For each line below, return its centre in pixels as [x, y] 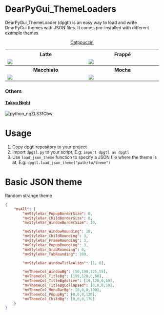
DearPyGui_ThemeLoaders [61, 9]
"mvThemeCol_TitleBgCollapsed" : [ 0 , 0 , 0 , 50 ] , [69, 285]
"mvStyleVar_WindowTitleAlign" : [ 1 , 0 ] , [64, 263]
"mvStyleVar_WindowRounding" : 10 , [58, 232]
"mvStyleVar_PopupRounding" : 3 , [56, 245]
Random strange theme [29, 196]
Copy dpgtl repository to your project [49, 147]
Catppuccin [82, 42]
